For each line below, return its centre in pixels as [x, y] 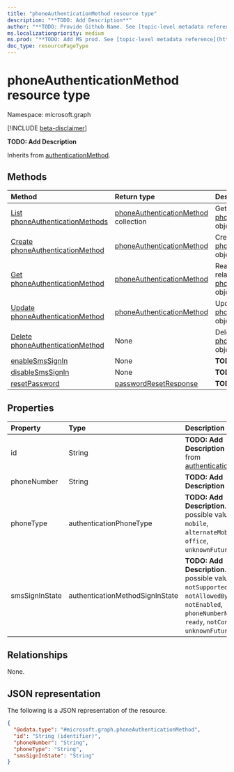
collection [131, 222]
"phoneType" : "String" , [48, 749]
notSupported [206, 587]
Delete [22, 337]
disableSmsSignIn [40, 372]
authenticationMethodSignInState [124, 595]
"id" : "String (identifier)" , [57, 736]
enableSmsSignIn [39, 361]
